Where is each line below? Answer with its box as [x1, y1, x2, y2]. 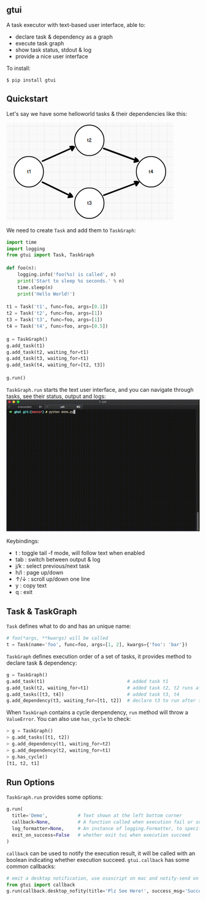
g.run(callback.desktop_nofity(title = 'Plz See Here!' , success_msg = [6, 888, 185, 894]
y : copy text [15, 582, 47, 589]
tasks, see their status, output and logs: [6, 392, 106, 400]
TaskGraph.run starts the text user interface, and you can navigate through [6, 386, 194, 393]
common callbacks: [6, 863, 56, 870]
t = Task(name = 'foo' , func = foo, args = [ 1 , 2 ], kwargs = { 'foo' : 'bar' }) [6, 642, 188, 648]
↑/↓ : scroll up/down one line [15, 576, 90, 583]
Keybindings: [6, 538, 40, 545]
